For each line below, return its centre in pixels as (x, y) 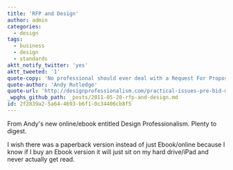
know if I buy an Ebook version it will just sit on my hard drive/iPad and (108, 152)
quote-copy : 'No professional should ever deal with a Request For (107, 78)
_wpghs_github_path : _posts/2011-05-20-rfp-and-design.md (93, 98)
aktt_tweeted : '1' (34, 71)
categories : (24, 26)
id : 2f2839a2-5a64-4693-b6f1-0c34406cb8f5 (69, 104)
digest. (17, 131)
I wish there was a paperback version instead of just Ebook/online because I (116, 144)
